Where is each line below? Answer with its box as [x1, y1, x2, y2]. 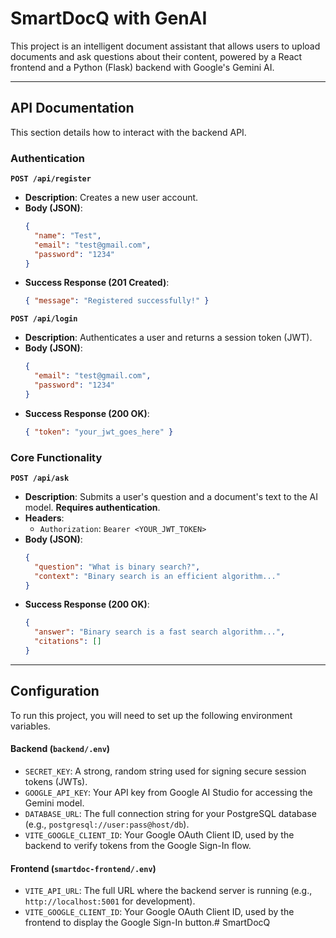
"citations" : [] [34, 637, 102, 647]
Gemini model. [24, 797, 85, 809]
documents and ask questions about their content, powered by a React [10, 50, 303, 62]
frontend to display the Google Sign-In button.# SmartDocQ [24, 917, 271, 929]
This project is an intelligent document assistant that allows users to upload [10, 40, 321, 52]
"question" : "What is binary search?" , [34, 562, 201, 572]
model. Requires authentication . [24, 501, 161, 513]
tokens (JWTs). [24, 775, 88, 787]
